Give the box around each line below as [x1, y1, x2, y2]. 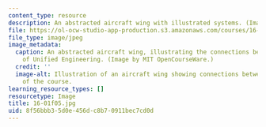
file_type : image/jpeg [8, 33, 83, 42]
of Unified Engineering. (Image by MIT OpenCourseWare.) [22, 56, 215, 64]
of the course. [22, 77, 73, 85]
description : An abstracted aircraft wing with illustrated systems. [8, 19, 243, 27]
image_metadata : [8, 41, 62, 49]
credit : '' [15, 63, 51, 71]
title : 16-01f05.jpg [8, 99, 77, 107]
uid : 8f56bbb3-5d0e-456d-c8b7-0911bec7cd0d [8, 107, 154, 115]
